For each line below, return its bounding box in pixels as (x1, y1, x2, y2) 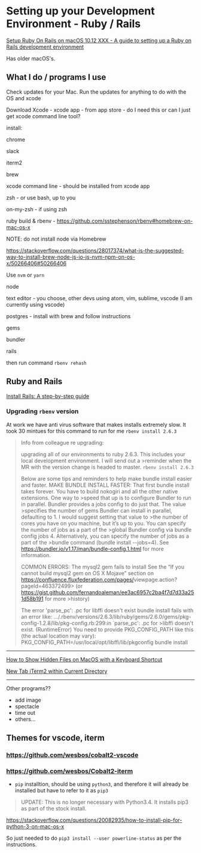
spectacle (14, 702, 39, 710)
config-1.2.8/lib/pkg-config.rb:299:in (20, 619, 112, 627)
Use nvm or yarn (6, 271, 45, 279)
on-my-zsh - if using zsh (6, 205, 68, 212)
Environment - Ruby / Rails (6, 17, 141, 31)
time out (14, 709, 36, 716)
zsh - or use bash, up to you (6, 194, 76, 201)
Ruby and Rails (6, 376, 63, 387)
